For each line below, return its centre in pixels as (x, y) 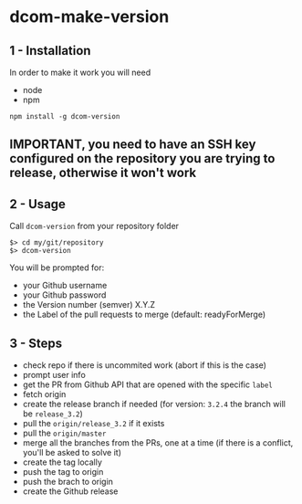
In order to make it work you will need (80, 72)
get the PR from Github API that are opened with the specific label (148, 384)
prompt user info (54, 375)
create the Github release (70, 491)
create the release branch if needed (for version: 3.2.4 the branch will (154, 404)
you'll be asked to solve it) (72, 453)
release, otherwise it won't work (103, 173)
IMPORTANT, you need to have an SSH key (133, 145)
